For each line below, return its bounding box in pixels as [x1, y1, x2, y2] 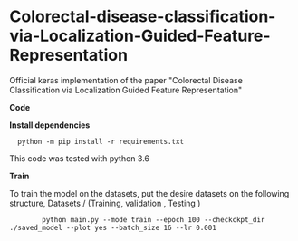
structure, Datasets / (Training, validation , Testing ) [9, 198, 201, 208]
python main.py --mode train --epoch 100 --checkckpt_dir [42, 215, 265, 224]
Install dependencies [9, 120, 91, 130]
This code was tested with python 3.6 [9, 152, 150, 164]
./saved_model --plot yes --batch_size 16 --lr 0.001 [9, 223, 217, 232]
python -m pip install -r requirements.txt [17, 137, 184, 146]
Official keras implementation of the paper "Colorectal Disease [9, 74, 243, 85]
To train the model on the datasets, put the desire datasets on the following [9, 188, 290, 198]
